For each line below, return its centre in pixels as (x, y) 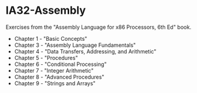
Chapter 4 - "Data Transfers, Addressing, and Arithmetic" (85, 51)
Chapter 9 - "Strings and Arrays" (55, 83)
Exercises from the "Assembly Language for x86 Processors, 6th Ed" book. (98, 27)
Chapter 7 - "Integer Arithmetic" (54, 70)
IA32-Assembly (46, 10)
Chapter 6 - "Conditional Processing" (60, 64)
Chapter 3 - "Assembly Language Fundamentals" (75, 45)
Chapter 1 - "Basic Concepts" (51, 38)
